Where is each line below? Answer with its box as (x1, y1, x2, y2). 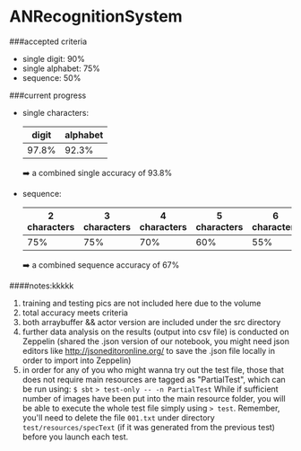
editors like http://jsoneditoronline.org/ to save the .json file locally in (21, 345, 276, 356)
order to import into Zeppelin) (21, 355, 132, 366)
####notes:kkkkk (9, 280, 74, 291)
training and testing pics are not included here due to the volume (21, 297, 262, 308)
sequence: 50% (21, 72, 82, 83)
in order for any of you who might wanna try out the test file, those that (21, 364, 285, 375)
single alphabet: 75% (21, 63, 101, 74)
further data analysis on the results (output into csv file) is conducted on (21, 326, 289, 337)
